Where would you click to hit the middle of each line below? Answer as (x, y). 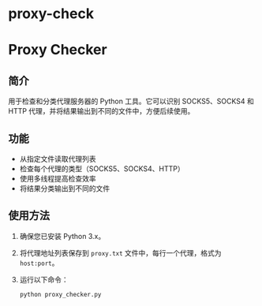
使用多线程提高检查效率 (58, 179)
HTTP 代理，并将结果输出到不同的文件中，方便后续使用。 (101, 111)
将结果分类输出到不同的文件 (65, 188)
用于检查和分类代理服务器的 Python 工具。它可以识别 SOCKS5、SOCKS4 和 (131, 101)
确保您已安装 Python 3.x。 (62, 236)
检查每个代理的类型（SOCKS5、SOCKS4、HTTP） (102, 169)
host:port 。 (39, 263)
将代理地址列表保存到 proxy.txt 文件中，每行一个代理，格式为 (121, 252)
